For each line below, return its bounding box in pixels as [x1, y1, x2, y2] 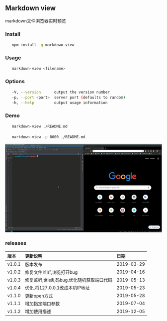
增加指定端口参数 [24, 301, 60, 307]
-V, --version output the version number [11, 90, 110, 95]
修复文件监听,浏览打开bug [24, 269, 78, 275]
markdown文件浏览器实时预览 [5, 17, 66, 24]
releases [5, 240, 26, 247]
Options [5, 78, 25, 85]
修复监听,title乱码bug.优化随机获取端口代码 [24, 277, 113, 283]
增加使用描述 [24, 309, 51, 315]
